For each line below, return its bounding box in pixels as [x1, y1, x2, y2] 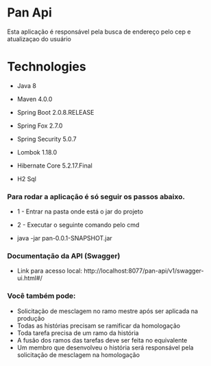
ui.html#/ [16, 274, 42, 282]
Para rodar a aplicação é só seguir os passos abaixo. [7, 192, 185, 201]
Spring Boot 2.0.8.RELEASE [16, 108, 95, 116]
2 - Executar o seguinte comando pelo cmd [16, 221, 140, 229]
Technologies [7, 59, 87, 75]
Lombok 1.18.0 [16, 148, 58, 156]
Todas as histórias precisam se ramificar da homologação [16, 321, 180, 330]
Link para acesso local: [16, 266, 82, 275]
